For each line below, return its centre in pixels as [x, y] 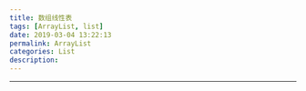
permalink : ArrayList [51, 43]
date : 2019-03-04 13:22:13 [61, 35]
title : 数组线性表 [41, 18]
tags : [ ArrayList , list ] [56, 26]
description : [34, 60]
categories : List [42, 52]
